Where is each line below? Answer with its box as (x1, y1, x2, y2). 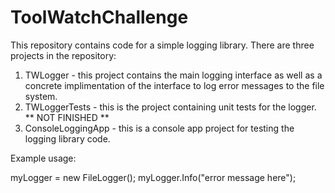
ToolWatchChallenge (10, 6, 189, 29)
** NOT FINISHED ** (24, 111, 110, 123)
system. (24, 90, 58, 102)
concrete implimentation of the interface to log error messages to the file (24, 79, 325, 91)
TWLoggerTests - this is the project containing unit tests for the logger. (24, 101, 317, 113)
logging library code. (24, 132, 111, 145)
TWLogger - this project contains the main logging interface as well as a (24, 69, 323, 81)
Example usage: (10, 152, 77, 164)
